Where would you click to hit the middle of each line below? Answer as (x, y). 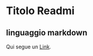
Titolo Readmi (40, 11)
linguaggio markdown (47, 33)
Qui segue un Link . (29, 47)
